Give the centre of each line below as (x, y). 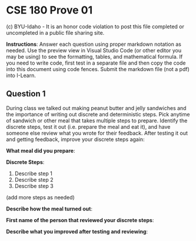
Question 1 (26, 94)
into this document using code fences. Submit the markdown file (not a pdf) (98, 69)
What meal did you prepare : (41, 150)
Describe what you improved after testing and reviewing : (77, 231)
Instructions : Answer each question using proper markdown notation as (94, 44)
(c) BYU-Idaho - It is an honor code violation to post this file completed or (95, 26)
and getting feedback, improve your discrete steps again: (76, 139)
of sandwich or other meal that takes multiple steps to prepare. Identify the (97, 120)
